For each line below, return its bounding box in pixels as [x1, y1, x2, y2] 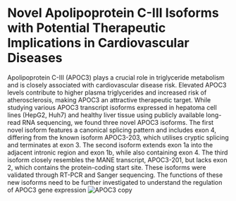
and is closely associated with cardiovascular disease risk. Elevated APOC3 [7, 80, 227, 89]
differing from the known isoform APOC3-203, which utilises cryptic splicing [7, 133, 229, 142]
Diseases [7, 50, 63, 66]
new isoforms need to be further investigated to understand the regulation [7, 178, 223, 186]
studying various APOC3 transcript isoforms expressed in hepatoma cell [7, 103, 217, 111]
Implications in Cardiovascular [7, 35, 190, 51]
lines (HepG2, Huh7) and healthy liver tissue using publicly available [7, 111, 205, 119]
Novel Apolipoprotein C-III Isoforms [7, 5, 220, 21]
